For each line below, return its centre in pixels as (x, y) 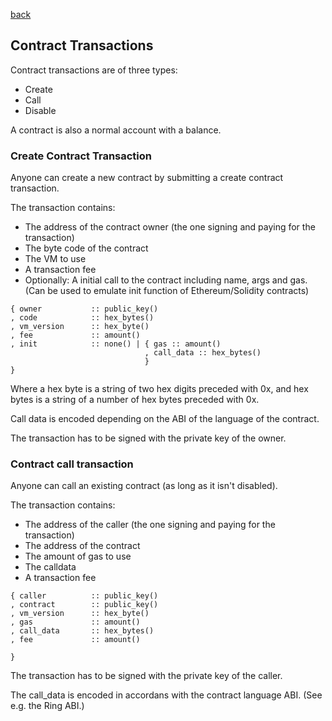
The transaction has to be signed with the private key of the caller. (146, 676)
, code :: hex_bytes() (82, 318)
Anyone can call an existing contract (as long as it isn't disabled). (144, 486)
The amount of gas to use (78, 556)
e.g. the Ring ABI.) (47, 706)
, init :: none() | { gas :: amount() (116, 344)
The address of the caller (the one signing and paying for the (150, 525)
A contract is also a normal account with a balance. (116, 130)
